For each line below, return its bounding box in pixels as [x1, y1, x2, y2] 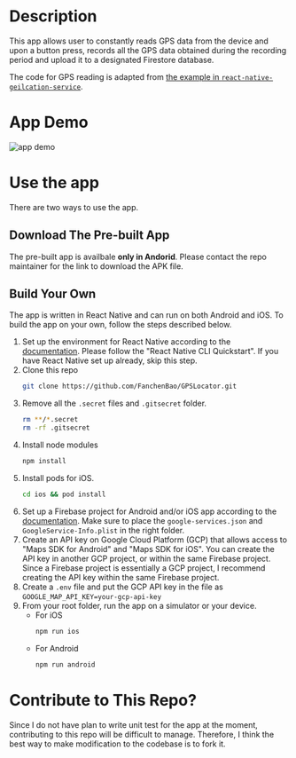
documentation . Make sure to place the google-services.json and [21, 515, 263, 525]
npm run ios [35, 627, 80, 636]
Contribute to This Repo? [9, 690, 198, 710]
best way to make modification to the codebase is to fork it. [9, 738, 226, 749]
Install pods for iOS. [21, 472, 95, 483]
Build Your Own [9, 287, 97, 302]
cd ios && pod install [21, 490, 106, 499]
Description [9, 6, 97, 27]
